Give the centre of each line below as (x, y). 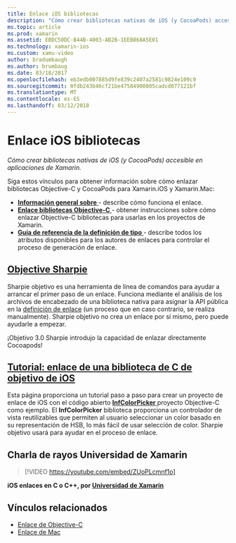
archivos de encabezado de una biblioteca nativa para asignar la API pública (118, 301)
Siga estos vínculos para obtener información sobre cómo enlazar (103, 181)
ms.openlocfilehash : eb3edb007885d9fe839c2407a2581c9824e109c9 (102, 79)
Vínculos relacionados (57, 507)
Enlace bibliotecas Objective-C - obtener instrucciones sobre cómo (117, 209)
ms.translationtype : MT (42, 92)
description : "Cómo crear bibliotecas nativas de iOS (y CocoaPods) (110, 20)
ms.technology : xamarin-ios (48, 47)
